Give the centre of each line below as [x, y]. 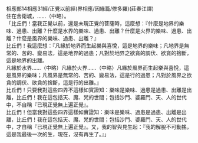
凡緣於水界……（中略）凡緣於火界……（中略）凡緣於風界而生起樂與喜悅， [95, 68]
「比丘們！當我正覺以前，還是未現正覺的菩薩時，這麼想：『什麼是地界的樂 [95, 23]
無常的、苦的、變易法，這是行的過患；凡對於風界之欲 [127, 75]
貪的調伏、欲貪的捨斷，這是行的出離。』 [54, 82]
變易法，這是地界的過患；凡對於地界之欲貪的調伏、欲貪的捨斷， [114, 53]
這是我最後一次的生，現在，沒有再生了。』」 [58, 134]
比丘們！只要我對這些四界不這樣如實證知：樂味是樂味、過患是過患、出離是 [96, 90]
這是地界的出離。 [27, 60]
